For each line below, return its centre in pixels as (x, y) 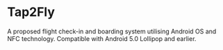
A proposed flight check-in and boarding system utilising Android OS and (112, 31)
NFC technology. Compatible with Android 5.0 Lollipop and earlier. (102, 38)
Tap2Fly (31, 12)
